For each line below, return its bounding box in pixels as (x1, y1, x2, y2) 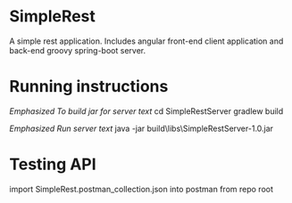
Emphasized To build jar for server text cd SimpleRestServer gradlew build (9, 105, 284, 117)
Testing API (9, 154, 96, 175)
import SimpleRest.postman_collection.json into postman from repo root (9, 183, 274, 194)
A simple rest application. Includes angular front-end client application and (9, 36, 284, 46)
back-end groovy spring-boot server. (9, 45, 146, 55)
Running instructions (9, 77, 169, 97)
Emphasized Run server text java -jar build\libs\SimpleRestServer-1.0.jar (9, 123, 274, 134)
